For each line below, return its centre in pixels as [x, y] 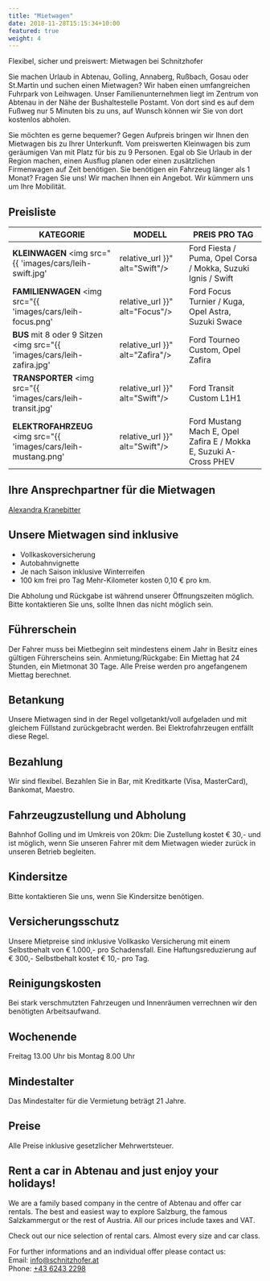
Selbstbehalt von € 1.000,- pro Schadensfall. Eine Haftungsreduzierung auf [133, 949]
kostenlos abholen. [40, 120]
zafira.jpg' [31, 365]
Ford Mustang [215, 421]
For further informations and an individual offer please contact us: [117, 1251]
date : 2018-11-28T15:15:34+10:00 [64, 23]
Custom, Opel [215, 350]
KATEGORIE [62, 234]
